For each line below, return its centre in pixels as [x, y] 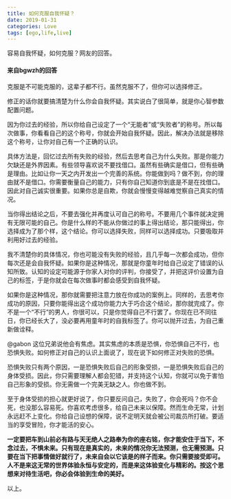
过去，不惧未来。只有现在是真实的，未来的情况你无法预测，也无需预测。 [115, 448]
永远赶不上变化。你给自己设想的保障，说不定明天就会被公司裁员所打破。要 [112, 416]
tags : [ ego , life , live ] [40, 33]
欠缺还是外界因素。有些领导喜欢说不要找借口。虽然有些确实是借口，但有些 [112, 165]
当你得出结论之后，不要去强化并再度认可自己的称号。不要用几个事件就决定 [112, 214]
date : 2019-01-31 [32, 20]
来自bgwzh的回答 [32, 70]
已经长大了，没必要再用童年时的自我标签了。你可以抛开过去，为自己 [121, 321]
